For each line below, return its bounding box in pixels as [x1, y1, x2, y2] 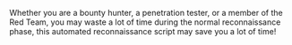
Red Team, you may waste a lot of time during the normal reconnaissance [9, 17, 281, 27]
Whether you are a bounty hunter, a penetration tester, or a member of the [9, 8, 284, 18]
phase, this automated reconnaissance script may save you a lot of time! [9, 26, 277, 36]
